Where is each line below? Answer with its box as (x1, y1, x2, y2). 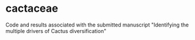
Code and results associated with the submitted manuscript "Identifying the (5, 21, 189, 28)
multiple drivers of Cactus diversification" (5, 27, 107, 34)
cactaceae (5, 2, 58, 15)
